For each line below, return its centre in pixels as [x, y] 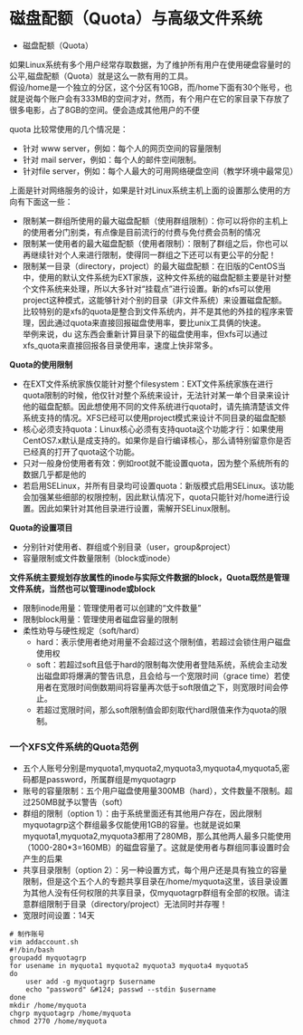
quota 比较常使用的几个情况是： [69, 129]
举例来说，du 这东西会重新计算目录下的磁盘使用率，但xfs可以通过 [145, 334]
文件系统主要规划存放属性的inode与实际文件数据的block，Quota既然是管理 [150, 577]
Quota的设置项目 [41, 527]
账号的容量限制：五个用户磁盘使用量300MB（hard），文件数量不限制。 [153, 791]
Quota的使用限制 [41, 364]
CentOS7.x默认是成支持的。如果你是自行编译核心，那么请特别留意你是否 [157, 440]
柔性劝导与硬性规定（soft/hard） [83, 630]
